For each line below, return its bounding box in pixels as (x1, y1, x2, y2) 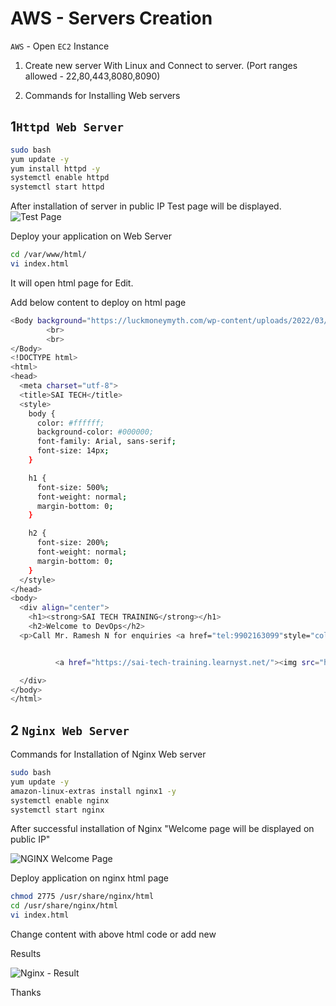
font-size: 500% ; (36, 482, 110, 492)
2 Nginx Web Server (10, 722, 130, 739)
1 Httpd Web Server (10, 118, 124, 136)
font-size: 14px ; (36, 446, 110, 456)
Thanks (10, 987, 42, 999)
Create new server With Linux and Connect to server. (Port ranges (24, 59, 298, 71)
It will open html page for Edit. (10, 277, 134, 289)
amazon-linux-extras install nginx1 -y (10, 786, 177, 796)
